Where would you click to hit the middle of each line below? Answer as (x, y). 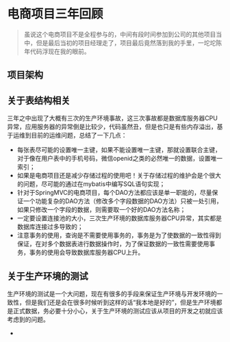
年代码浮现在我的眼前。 (57, 51)
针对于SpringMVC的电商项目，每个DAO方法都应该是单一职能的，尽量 (114, 193)
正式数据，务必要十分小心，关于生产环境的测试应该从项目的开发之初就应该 (118, 311)
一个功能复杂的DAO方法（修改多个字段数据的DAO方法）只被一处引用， (123, 201)
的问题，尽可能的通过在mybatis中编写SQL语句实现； (91, 184)
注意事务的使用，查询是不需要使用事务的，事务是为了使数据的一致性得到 (119, 235)
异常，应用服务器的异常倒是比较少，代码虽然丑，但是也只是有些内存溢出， (112, 127)
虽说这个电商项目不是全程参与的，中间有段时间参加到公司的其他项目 (120, 34)
